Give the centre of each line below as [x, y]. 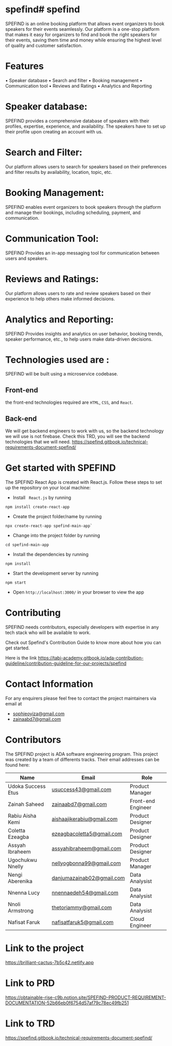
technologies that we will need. [38, 442]
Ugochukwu [23, 860]
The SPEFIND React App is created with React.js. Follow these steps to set [84, 482]
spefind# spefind [43, 9]
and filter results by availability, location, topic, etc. [59, 172]
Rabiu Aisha [22, 816]
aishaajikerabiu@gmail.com [85, 819]
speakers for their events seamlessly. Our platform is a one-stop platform [82, 29]
